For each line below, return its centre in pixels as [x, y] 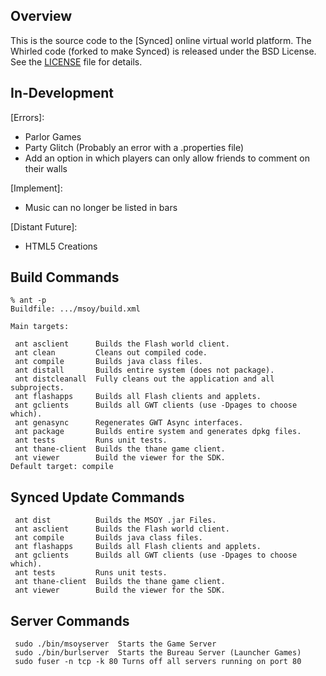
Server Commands [70, 620]
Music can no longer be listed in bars [101, 207]
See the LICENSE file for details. [76, 61]
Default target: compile [62, 467]
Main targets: [40, 327]
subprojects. [37, 388]
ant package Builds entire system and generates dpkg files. [158, 432]
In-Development [62, 93]
